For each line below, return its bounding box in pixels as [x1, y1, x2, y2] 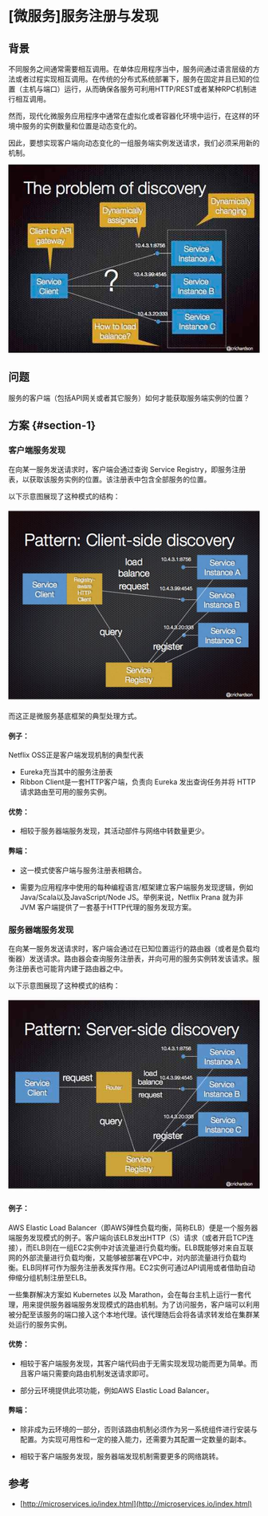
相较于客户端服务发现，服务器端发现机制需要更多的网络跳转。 [19, 1451, 223, 1461]
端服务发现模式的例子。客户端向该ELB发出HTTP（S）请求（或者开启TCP [8, 1232, 247, 1242]
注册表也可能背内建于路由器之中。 [14, 963, 128, 973]
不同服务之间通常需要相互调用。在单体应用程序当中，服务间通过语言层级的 [8, 65, 253, 73]
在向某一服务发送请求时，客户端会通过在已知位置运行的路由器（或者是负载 [8, 943, 253, 953]
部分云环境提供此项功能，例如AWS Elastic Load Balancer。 [19, 1385, 214, 1395]
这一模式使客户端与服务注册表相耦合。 [19, 865, 146, 875]
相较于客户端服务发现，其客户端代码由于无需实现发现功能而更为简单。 [19, 1359, 251, 1368]
